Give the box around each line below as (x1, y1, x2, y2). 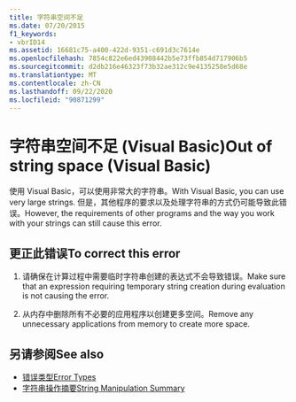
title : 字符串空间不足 (9, 12, 84, 22)
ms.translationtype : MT (9, 71, 97, 80)
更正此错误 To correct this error (9, 245, 181, 261)
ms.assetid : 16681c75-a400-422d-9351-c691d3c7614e (9, 46, 200, 55)
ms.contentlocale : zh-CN (9, 79, 101, 88)
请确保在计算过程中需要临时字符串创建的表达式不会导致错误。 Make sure (21, 271, 286, 282)
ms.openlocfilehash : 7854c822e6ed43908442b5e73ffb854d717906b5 (9, 54, 248, 63)
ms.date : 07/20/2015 (9, 21, 86, 30)
